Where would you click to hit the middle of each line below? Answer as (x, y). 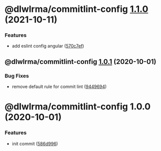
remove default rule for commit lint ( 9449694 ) (59, 87)
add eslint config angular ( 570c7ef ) (48, 46)
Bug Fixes (17, 75)
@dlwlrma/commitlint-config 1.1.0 (77, 9)
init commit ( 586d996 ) (35, 144)
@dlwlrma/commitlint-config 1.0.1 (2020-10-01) (80, 61)
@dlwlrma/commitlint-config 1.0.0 (78, 107)
